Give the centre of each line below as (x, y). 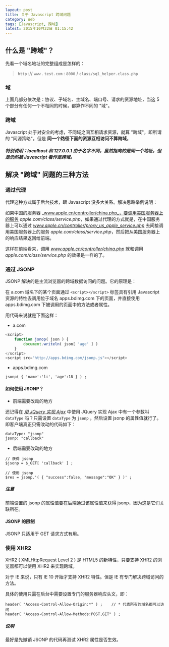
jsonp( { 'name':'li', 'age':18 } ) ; (46, 377)
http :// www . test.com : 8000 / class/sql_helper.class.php (78, 73)
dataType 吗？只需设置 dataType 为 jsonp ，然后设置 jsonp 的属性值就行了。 (83, 418)
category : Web (20, 19)
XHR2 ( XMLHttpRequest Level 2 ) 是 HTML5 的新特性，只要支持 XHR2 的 (81, 560)
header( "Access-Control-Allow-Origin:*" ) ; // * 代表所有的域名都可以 (83, 605)
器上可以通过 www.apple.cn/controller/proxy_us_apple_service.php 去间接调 (84, 225)
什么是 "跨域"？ (30, 50)
